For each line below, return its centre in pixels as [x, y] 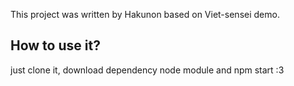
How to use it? [55, 45]
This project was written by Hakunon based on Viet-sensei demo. [145, 14]
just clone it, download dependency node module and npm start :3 [147, 70]
